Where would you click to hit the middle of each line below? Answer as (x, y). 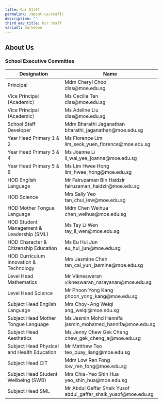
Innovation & (22, 262)
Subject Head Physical (33, 346)
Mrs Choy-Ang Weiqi (89, 304)
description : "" (21, 18)
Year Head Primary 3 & (33, 152)
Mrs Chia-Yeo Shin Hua (92, 374)
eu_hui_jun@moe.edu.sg (93, 248)
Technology (21, 268)
